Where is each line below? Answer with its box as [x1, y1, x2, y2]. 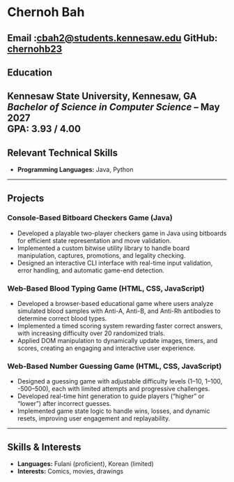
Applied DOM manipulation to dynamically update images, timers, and [17, 337, 218, 345]
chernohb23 [7, 43, 63, 54]
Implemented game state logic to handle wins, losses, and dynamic [17, 407, 210, 416]
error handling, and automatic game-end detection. [17, 266, 165, 275]
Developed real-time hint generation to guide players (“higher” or [17, 392, 205, 400]
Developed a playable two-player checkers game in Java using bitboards [17, 228, 227, 238]
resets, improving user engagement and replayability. [17, 414, 171, 423]
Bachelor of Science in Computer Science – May [7, 101, 221, 113]
